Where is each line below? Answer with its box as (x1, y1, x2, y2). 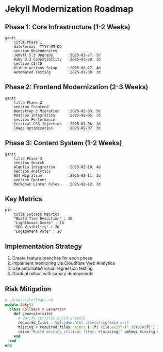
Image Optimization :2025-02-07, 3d (14, 126, 101, 130)
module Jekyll (5, 302, 34, 307)
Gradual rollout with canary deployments (12, 271, 94, 277)
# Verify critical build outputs (17, 315, 86, 321)
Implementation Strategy (5, 242, 82, 250)
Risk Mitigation (5, 285, 51, 293)
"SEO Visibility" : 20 (14, 225, 60, 230)
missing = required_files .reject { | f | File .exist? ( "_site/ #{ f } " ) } (17, 325, 160, 330)
